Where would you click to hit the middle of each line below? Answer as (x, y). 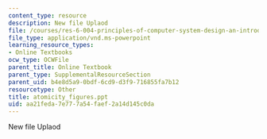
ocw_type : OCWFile (39, 60)
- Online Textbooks (41, 52)
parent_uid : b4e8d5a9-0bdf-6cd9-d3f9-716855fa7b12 (94, 82)
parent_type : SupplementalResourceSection (79, 75)
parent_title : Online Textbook (60, 68)
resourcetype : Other (43, 89)
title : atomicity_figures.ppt (58, 97)
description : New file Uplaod (58, 23)
